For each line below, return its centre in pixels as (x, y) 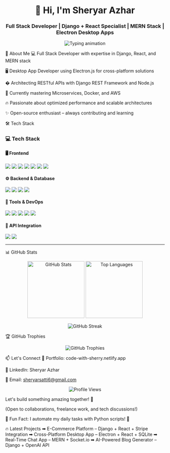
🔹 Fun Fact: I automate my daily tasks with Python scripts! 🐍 (68, 419)
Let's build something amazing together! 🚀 (49, 399)
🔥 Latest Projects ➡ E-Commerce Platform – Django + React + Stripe (77, 429)
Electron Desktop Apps (85, 32)
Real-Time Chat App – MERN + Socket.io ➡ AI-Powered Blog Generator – (81, 440)
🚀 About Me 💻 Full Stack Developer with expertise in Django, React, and (81, 54)
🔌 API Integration (23, 225)
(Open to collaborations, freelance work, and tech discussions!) (72, 409)
